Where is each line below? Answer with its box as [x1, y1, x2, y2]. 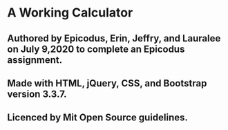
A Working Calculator [7, 5, 133, 21]
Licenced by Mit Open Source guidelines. [7, 112, 189, 124]
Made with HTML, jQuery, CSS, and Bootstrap [7, 77, 207, 89]
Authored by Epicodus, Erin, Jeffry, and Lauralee [7, 32, 221, 44]
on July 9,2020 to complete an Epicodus [7, 43, 185, 55]
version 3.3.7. [7, 88, 67, 100]
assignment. [7, 54, 63, 66]
